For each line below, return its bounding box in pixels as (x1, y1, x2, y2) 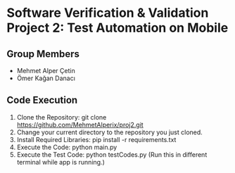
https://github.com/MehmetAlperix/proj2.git (16, 120, 144, 129)
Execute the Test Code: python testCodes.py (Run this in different (16, 150, 208, 159)
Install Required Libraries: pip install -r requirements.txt (16, 135, 177, 143)
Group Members (6, 48, 80, 60)
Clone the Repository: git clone (16, 113, 107, 121)
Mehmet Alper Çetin (16, 67, 75, 75)
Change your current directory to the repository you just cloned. (16, 128, 203, 136)
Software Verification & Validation (6, 5, 209, 21)
